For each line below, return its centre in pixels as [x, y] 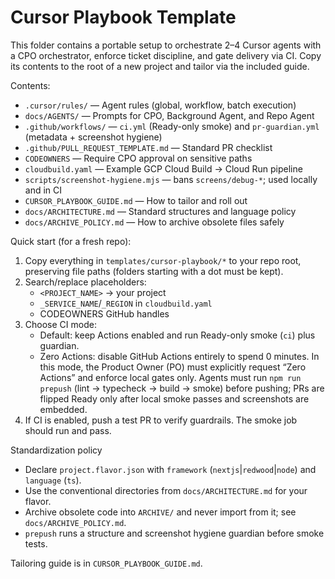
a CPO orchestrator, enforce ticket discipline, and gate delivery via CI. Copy [166, 55]
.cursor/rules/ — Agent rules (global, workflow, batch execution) [160, 105]
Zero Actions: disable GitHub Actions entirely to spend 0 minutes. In [179, 356]
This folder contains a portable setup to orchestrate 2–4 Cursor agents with [166, 45]
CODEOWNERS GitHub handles [104, 313]
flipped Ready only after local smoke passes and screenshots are [174, 398]
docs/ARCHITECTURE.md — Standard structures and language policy [160, 211]
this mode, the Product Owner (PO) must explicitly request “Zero [173, 367]
